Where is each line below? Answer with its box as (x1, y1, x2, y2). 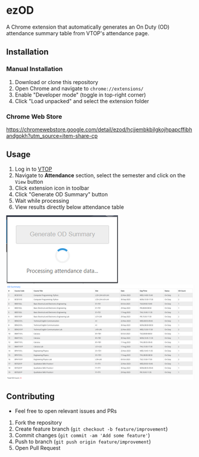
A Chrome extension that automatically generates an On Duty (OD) (6, 23, 170, 30)
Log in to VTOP (14, 165, 52, 172)
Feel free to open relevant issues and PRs (14, 407, 117, 415)
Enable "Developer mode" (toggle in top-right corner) (14, 91, 146, 98)
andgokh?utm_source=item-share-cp (6, 132, 98, 139)
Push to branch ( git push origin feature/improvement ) (14, 438, 151, 445)
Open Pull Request (14, 444, 61, 451)
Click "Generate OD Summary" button (14, 190, 108, 197)
